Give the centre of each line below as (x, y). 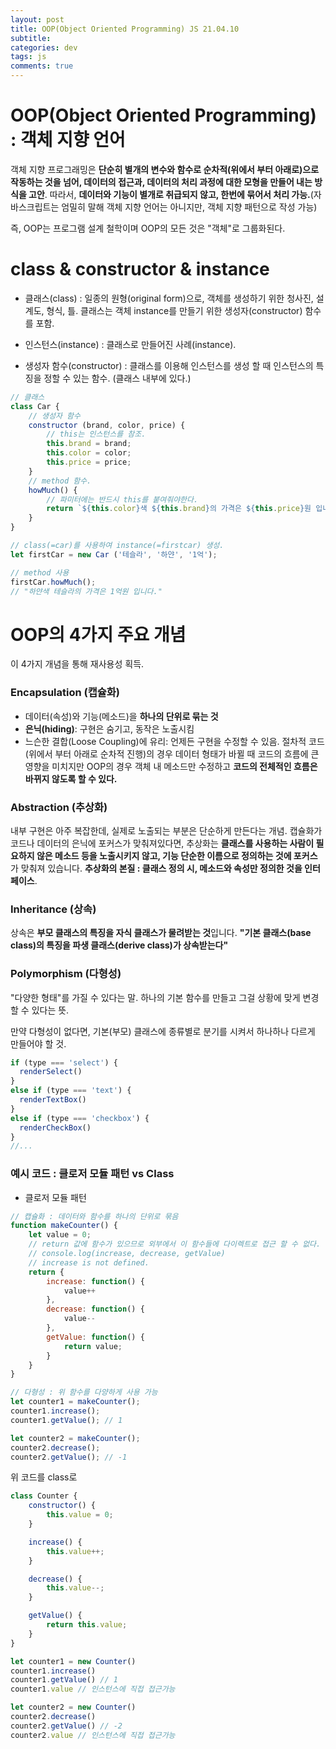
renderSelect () (51, 1072)
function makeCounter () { (64, 1226)
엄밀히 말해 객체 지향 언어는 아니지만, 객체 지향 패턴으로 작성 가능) (189, 207)
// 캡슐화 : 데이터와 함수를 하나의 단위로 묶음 (94, 1216)
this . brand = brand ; (89, 444)
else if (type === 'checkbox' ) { (80, 1118)
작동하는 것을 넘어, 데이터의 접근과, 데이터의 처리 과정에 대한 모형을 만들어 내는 (161, 182)
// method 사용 (40, 572)
